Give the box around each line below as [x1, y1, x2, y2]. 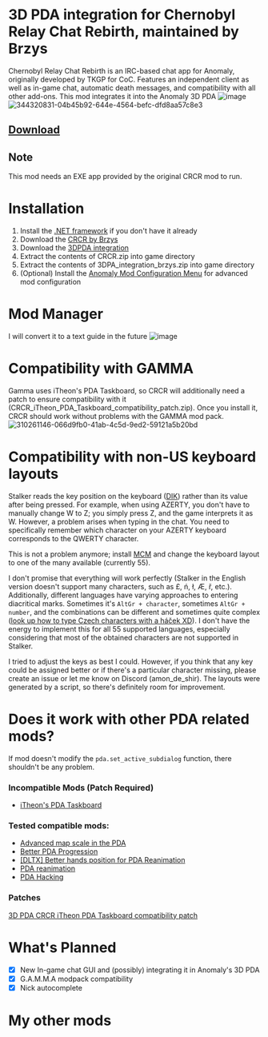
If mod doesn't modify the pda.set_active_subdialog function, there [8, 753, 232, 763]
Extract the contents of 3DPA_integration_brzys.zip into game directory [19, 260, 254, 269]
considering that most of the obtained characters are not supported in [8, 632, 238, 642]
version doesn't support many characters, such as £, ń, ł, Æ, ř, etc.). [8, 581, 232, 591]
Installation [8, 200, 85, 217]
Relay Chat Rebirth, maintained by [8, 22, 240, 41]
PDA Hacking [19, 872, 64, 882]
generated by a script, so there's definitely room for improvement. [8, 682, 226, 692]
